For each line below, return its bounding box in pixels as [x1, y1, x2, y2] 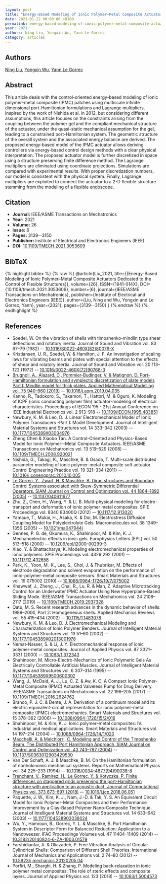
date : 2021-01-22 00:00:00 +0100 [5, 16, 74, 21]
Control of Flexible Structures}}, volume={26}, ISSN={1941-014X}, [5, 281, 139, 287]
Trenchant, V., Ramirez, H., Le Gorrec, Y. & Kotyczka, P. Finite [12, 773, 137, 779]
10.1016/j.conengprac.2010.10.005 [12, 472, 81, 478]
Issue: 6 [12, 227, 30, 233]
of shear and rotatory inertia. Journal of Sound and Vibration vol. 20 [12, 361, 151, 368]
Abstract [5, 81, 33, 89]
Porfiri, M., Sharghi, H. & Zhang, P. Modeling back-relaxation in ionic [12, 863, 151, 869]
